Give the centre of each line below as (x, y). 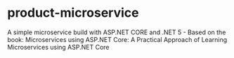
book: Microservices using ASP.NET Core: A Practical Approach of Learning (117, 39)
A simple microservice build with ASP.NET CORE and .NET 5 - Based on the (117, 32)
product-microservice (73, 13)
